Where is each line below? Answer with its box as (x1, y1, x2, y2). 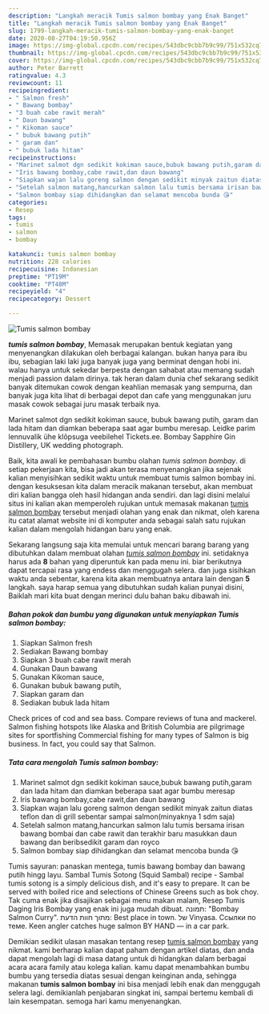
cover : (8, 57, 30, 65)
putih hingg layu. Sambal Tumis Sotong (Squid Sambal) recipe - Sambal (8, 869, 244, 879)
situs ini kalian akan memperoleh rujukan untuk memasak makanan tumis (8, 499, 249, 508)
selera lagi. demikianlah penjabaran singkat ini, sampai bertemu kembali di (8, 988, 254, 997)
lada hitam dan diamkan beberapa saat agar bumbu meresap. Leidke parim (8, 423, 256, 433)
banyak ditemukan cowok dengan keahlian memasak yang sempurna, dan (8, 382, 253, 392)
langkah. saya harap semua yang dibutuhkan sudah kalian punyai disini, (8, 583, 245, 592)
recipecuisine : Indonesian (8, 265, 98, 273)
